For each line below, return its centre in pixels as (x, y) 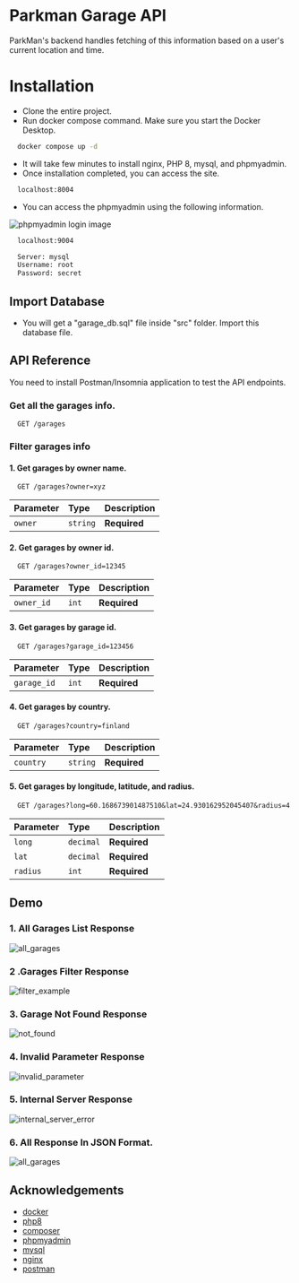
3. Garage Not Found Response (78, 1014)
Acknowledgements (67, 1190)
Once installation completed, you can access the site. (121, 173)
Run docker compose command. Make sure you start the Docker (141, 120)
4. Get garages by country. (60, 707)
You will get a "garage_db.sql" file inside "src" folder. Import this (141, 323)
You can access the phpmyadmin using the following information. (143, 206)
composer (41, 1230)
